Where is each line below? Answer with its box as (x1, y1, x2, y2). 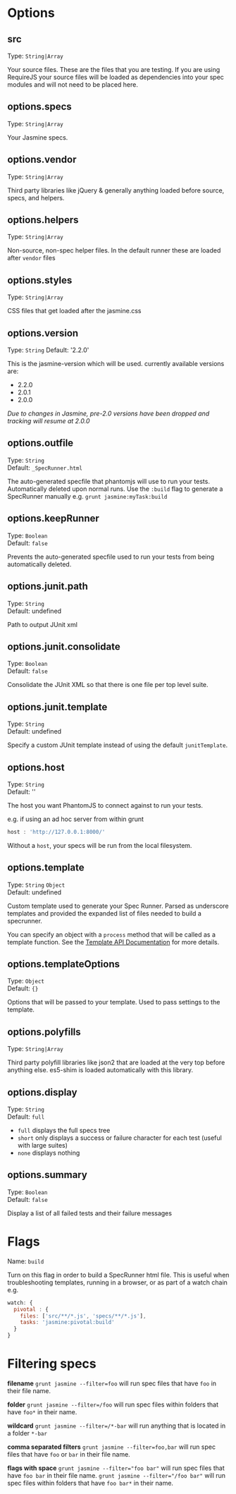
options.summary (7, 1169, 88, 1181)
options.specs (7, 101, 72, 113)
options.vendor (7, 154, 77, 166)
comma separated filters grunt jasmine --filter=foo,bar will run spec (7, 1443, 216, 1451)
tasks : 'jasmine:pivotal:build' (20, 1319, 115, 1326)
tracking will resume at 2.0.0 (7, 417, 90, 425)
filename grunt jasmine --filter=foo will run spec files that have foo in (7, 1379, 217, 1387)
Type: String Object (7, 880, 66, 889)
